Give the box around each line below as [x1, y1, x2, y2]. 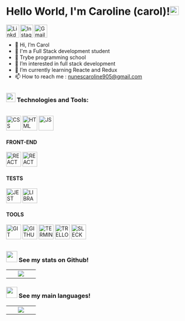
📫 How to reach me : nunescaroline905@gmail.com [14, 73, 142, 80]
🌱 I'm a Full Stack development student [14, 48, 111, 55]
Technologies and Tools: [17, 96, 89, 104]
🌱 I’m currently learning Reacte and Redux [14, 67, 118, 74]
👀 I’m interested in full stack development [14, 60, 116, 67]
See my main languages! [18, 291, 91, 300]
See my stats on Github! [18, 256, 89, 264]
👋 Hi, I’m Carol [14, 41, 50, 48]
